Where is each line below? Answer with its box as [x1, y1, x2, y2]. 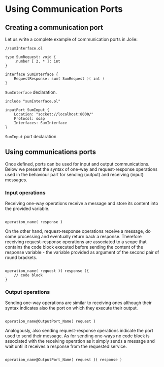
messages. [5, 177, 28, 183]
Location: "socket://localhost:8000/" [14, 112, 94, 117]
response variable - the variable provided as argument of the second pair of [5, 249, 159, 256]
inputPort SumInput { [5, 107, 50, 112]
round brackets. [5, 255, 37, 261]
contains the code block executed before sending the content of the [5, 244, 144, 250]
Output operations [5, 289, 50, 296]
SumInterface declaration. [5, 89, 57, 95]
